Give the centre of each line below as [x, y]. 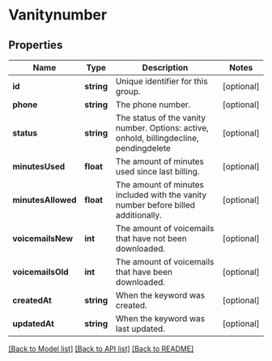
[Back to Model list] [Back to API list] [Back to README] [101, 349]
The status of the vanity [161, 118]
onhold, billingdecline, [158, 138]
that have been [144, 272]
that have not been [152, 239]
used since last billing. [158, 172]
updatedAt [34, 324]
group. [128, 91]
